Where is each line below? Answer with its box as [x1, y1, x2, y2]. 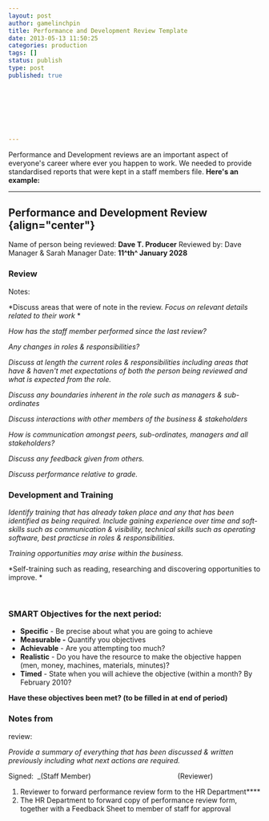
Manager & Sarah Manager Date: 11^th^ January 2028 [8, 248, 188, 258]
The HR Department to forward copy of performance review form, [19, 795, 238, 805]
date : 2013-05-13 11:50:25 [8, 34, 98, 43]
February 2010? [19, 677, 72, 687]
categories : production [8, 42, 88, 50]
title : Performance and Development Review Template [8, 26, 188, 35]
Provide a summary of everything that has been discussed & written [8, 747, 234, 757]
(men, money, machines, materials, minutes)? [19, 660, 170, 670]
